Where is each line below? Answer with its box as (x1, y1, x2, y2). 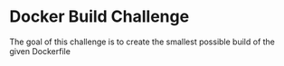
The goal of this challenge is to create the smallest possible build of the (9, 36, 276, 47)
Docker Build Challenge (9, 6, 190, 27)
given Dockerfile (9, 45, 71, 56)
